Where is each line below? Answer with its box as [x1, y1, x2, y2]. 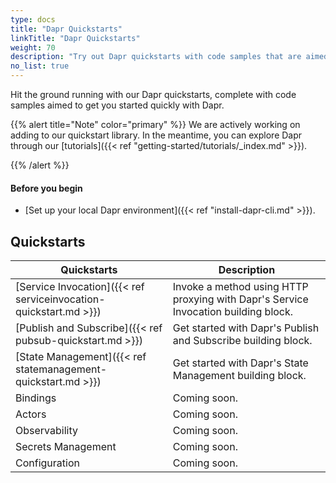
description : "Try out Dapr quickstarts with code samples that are [10, 52, 302, 62]
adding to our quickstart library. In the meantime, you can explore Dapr [10, 129, 303, 141]
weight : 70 [10, 42, 56, 53]
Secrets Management [15, 440, 117, 454]
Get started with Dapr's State [172, 356, 309, 370]
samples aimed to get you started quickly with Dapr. [10, 99, 225, 111]
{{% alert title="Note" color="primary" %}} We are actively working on [10, 119, 301, 130]
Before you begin [10, 182, 83, 194]
